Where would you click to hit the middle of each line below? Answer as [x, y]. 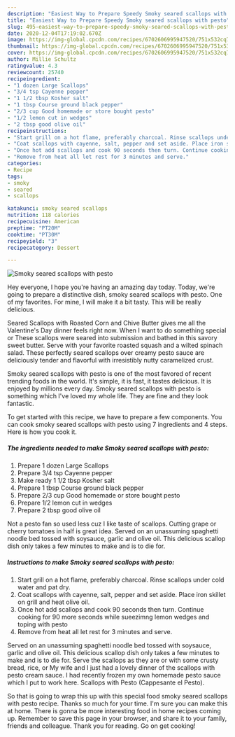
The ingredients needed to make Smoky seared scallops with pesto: [108, 448]
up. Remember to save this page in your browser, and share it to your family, [117, 719]
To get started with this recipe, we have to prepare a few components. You [115, 417]
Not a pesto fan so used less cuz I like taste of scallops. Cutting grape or [112, 524]
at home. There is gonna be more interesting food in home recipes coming [114, 711]
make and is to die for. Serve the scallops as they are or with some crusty [113, 660]
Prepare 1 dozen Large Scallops [63, 465]
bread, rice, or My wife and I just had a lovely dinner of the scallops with [111, 668]
